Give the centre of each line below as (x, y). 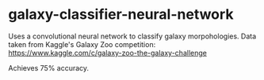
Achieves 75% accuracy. (49, 67)
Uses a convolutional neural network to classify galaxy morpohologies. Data (132, 36)
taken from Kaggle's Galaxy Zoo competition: (82, 44)
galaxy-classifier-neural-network (121, 15)
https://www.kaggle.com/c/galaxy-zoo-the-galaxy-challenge (108, 53)
